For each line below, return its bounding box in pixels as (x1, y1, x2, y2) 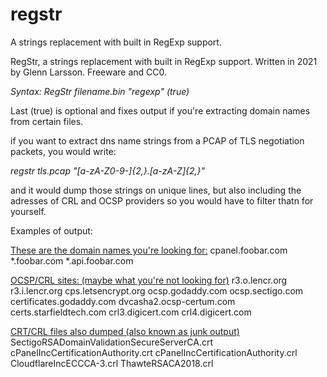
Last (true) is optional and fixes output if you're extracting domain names (10, 104, 311, 117)
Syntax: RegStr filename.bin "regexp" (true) (10, 85, 190, 97)
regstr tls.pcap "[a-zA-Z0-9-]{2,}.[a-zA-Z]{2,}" (10, 164, 206, 177)
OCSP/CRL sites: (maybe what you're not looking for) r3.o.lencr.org (10, 274, 288, 286)
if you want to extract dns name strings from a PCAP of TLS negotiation (10, 134, 305, 147)
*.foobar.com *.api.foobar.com (10, 254, 134, 267)
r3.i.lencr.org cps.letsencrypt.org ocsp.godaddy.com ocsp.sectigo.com (10, 284, 304, 297)
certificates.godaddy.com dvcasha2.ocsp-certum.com (10, 295, 236, 307)
